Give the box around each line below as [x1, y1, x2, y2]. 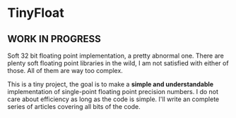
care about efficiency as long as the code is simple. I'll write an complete [7, 95, 220, 103]
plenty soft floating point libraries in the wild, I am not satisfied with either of [7, 59, 229, 67]
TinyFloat [7, 5, 65, 21]
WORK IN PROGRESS [7, 33, 101, 45]
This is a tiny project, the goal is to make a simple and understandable [7, 80, 214, 88]
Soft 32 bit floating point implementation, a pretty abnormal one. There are [7, 51, 224, 60]
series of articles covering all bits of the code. [7, 103, 141, 110]
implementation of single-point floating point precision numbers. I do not [7, 88, 219, 96]
